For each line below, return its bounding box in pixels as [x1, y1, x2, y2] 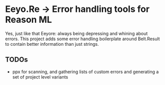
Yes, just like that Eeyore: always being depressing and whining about [5, 30, 148, 36]
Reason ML [5, 14, 52, 25]
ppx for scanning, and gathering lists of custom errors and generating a [12, 69, 159, 75]
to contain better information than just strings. [5, 41, 99, 47]
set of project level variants [12, 74, 69, 80]
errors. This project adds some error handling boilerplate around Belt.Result [5, 36, 160, 42]
